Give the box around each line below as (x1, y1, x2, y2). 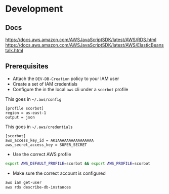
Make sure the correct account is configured (12, 170, 106, 176)
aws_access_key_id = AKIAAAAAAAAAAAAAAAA (5, 138, 94, 143)
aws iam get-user (5, 180, 42, 185)
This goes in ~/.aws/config (5, 96, 62, 102)
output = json (5, 114, 35, 120)
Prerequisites (5, 62, 49, 71)
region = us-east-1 (5, 110, 47, 115)
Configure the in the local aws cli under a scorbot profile (12, 86, 129, 92)
